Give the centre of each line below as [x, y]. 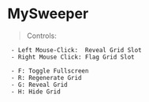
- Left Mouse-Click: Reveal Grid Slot [76, 50]
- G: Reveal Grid [39, 85]
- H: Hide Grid [35, 92]
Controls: [41, 36]
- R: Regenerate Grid [46, 77]
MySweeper [48, 14]
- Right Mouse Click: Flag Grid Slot [73, 57]
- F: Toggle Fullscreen [50, 71]
